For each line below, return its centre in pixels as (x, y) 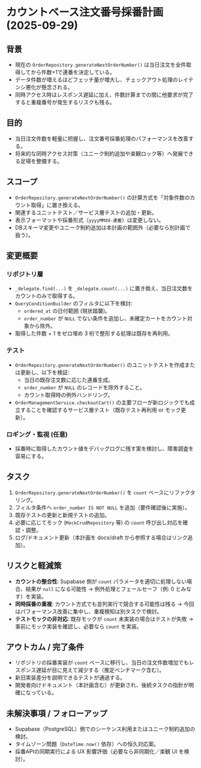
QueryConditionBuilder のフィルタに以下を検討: (73, 303)
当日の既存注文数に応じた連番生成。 (69, 379)
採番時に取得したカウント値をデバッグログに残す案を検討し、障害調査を (104, 449)
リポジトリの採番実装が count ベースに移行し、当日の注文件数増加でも (102, 663)
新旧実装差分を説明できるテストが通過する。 (70, 678)
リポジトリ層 (25, 274)
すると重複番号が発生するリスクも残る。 (65, 102)
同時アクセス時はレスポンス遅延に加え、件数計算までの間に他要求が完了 (104, 95)
